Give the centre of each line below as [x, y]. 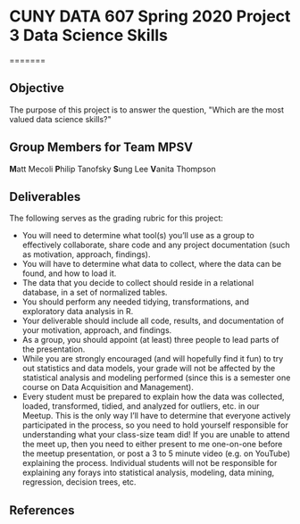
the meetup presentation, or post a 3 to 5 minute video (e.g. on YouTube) [156, 453]
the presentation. [54, 349]
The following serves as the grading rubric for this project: [116, 218]
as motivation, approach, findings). [86, 254]
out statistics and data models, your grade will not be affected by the [149, 369]
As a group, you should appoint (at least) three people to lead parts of [150, 340]
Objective [37, 88]
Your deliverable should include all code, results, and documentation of [153, 321]
